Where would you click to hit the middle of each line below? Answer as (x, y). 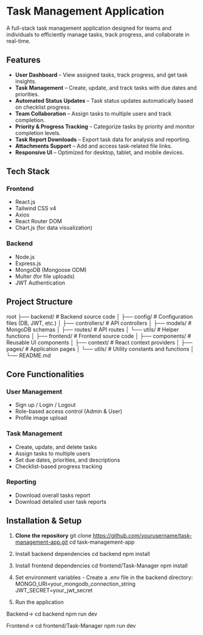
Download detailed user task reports (60, 501)
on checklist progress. (43, 107)
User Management (34, 392)
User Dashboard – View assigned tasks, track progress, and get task (101, 75)
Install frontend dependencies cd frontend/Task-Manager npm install (101, 565)
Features (23, 60)
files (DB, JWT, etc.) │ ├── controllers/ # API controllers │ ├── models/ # (99, 323)
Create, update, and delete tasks (56, 447)
